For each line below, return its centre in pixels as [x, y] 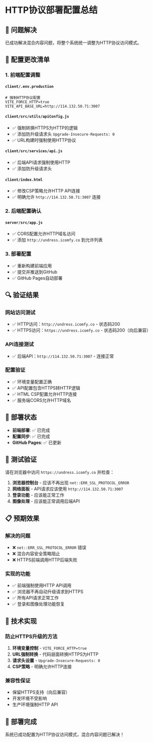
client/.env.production [30, 86]
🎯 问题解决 [21, 30]
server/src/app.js [24, 223]
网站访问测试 [20, 312]
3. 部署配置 [18, 254]
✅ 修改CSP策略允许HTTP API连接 [46, 191]
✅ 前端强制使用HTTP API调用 [42, 586]
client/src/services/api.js [34, 151]
